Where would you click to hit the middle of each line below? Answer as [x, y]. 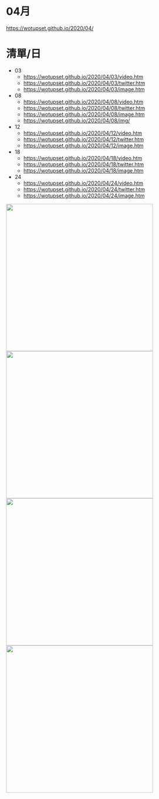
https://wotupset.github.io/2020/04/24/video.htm [83, 183]
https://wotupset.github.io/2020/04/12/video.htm [83, 133]
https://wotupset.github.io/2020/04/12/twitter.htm [84, 139]
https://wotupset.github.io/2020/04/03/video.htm [83, 77]
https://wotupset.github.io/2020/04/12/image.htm [83, 145]
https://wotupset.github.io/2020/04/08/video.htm [83, 102]
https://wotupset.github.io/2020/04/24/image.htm [84, 195]
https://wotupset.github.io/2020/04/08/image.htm [84, 114]
